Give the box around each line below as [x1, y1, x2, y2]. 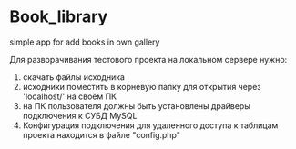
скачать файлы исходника [22, 71, 126, 83]
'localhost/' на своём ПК [22, 91, 117, 102]
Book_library [9, 6, 108, 27]
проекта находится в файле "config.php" [22, 129, 180, 140]
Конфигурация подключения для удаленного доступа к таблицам [22, 120, 279, 131]
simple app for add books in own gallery [9, 36, 160, 47]
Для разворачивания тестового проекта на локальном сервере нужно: [9, 54, 288, 65]
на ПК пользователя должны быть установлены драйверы [22, 100, 250, 111]
